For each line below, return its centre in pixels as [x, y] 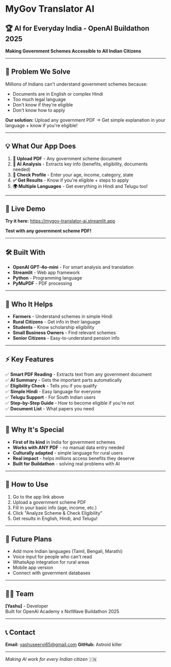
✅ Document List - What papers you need [50, 408]
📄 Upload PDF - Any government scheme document [67, 158]
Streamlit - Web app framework [46, 272]
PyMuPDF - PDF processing [42, 284]
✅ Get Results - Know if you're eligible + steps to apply [70, 180]
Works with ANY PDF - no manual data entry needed [68, 447]
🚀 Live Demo [25, 209]
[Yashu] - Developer [27, 606]
